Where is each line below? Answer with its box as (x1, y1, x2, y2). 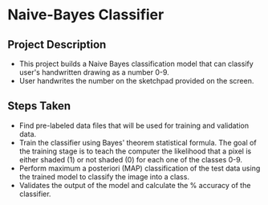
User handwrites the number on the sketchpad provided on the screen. (18, 76, 254, 85)
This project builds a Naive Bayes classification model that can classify (18, 59, 254, 68)
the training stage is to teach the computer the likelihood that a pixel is (18, 146, 252, 156)
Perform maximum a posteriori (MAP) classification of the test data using (18, 163, 261, 173)
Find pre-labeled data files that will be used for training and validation (18, 121, 250, 130)
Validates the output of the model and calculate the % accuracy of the (18, 180, 251, 190)
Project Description (7, 38, 107, 51)
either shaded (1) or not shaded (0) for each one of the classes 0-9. (18, 154, 242, 164)
